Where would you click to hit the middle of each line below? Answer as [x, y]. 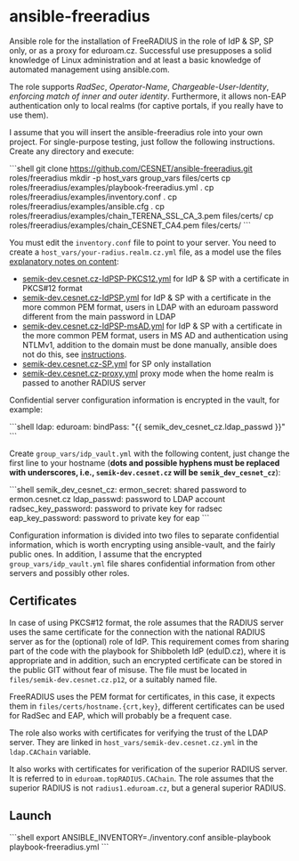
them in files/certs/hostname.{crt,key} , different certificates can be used [147, 706]
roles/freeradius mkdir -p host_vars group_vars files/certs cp [120, 178]
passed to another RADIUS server [84, 382]
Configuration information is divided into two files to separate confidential [144, 535]
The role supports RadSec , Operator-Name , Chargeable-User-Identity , [139, 86]
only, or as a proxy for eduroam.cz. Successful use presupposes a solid [141, 50]
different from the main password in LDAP [99, 316]
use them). [29, 115]
